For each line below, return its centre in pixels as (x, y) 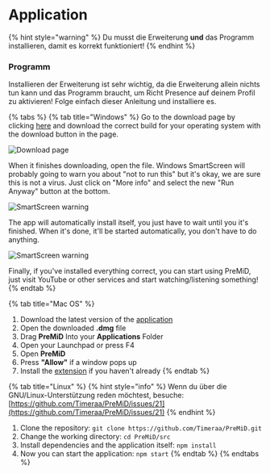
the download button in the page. (64, 134)
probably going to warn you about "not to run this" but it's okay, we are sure (135, 174)
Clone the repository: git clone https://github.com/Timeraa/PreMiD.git (141, 428)
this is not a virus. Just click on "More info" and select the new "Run (121, 182)
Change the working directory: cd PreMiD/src (95, 437)
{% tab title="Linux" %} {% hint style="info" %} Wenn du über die (118, 387)
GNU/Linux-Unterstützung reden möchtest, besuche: (96, 395)
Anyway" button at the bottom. (59, 191)
